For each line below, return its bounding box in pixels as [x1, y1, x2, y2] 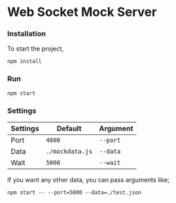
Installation [7, 29, 47, 39]
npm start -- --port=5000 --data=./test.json [7, 189, 141, 196]
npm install [7, 58, 42, 65]
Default [56, 124, 82, 134]
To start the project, [7, 44, 64, 53]
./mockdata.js [45, 148, 93, 156]
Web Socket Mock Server [7, 4, 157, 20]
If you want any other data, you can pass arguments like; [7, 176, 170, 184]
